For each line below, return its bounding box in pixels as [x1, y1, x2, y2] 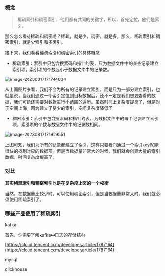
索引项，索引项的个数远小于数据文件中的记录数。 [12, 67, 111, 73]
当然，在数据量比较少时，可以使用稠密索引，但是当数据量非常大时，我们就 [5, 190, 156, 196]
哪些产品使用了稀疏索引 [5, 210, 60, 217]
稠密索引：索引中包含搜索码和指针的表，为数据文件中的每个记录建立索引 [12, 116, 159, 121]
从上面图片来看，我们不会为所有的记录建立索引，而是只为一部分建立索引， [5, 86, 156, 92]
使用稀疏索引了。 [9, 197, 44, 202]
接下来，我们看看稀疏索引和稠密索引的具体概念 [5, 50, 100, 56]
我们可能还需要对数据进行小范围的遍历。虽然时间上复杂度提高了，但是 [13, 99, 156, 105]
